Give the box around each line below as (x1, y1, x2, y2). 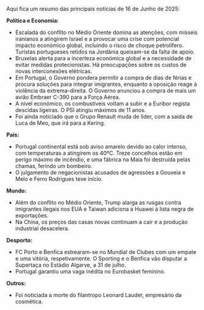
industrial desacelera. (15, 225, 70, 232)
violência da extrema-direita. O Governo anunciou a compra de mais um (15, 87, 196, 94)
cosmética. (15, 298, 44, 305)
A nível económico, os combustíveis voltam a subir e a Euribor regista (15, 100, 191, 107)
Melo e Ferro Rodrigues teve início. (15, 175, 103, 182)
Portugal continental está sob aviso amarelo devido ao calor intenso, (15, 143, 188, 150)
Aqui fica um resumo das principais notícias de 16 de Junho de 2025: (6, 5, 180, 12)
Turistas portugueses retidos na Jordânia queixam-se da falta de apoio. (15, 48, 195, 55)
